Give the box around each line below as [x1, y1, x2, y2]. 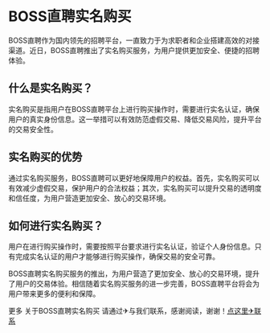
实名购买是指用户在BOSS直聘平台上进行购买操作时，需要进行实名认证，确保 [8, 104, 260, 113]
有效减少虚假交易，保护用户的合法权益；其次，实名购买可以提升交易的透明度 [8, 183, 262, 193]
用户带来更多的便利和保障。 [8, 289, 100, 298]
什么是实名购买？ [8, 81, 93, 95]
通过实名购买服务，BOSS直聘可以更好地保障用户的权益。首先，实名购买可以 [8, 173, 260, 183]
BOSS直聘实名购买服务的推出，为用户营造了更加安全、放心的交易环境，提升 [8, 269, 260, 278]
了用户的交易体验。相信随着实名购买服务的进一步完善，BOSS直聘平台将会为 [8, 279, 260, 289]
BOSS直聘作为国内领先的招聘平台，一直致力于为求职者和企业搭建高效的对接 [8, 35, 260, 45]
